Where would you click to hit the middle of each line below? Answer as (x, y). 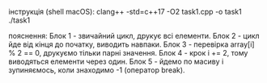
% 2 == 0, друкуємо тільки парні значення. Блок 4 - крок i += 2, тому (128, 53)
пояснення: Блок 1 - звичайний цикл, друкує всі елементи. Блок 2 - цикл (134, 36)
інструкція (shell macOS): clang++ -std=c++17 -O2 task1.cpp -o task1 (125, 12)
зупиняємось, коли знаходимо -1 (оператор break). (97, 70)
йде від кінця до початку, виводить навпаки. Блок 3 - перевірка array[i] (131, 44)
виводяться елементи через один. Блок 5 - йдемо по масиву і (116, 61)
